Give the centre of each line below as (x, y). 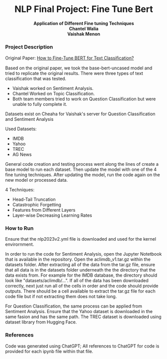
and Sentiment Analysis (29, 119)
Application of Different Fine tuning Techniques (84, 23)
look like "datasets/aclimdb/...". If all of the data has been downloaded (77, 281)
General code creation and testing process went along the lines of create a (82, 164)
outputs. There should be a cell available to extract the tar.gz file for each (80, 291)
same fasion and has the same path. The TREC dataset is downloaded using (83, 317)
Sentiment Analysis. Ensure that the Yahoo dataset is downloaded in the (79, 312)
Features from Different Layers (44, 210)
